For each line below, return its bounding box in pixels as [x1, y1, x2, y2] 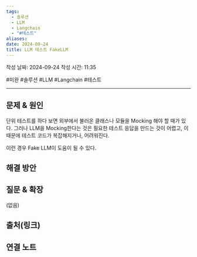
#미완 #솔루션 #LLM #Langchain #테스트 [6, 76, 102, 83]
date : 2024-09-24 [6, 42, 49, 48]
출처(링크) [6, 221, 41, 231]
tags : [6, 8, 19, 15]
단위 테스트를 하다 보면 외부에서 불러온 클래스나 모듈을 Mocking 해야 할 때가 [6, 117, 180, 124]
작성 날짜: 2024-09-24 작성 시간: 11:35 [6, 63, 97, 70]
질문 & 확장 [6, 185, 44, 195]
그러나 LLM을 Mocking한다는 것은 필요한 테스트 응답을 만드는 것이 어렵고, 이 [13, 124, 189, 131]
